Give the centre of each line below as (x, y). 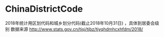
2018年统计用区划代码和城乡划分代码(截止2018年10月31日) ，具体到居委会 (80, 23)
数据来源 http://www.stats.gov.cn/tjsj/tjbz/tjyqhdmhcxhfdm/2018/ (77, 29)
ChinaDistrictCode (44, 9)
